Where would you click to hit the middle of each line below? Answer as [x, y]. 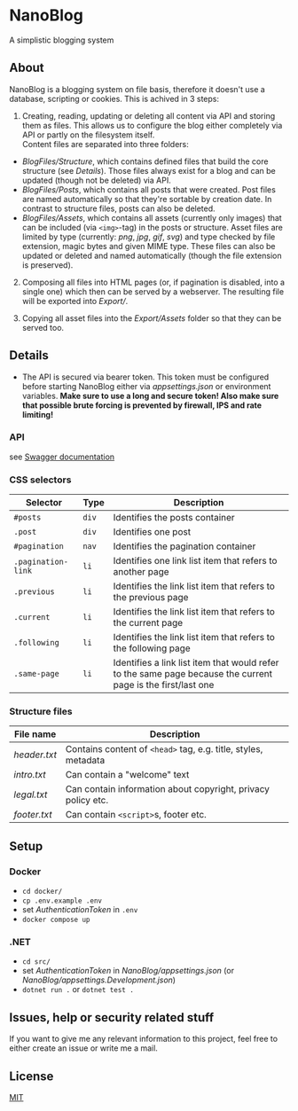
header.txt [35, 755]
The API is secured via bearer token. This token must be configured [145, 377]
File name [35, 734]
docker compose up [56, 920]
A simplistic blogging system [62, 40]
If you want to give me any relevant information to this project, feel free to [143, 1039]
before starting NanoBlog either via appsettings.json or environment [146, 386]
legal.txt [31, 794]
